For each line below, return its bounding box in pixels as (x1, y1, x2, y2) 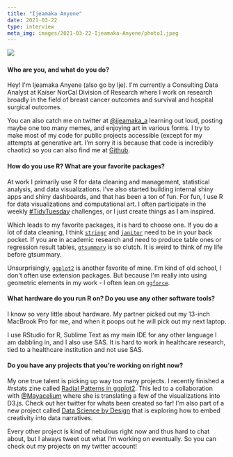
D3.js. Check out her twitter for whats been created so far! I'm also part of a (7, 399, 225, 408)
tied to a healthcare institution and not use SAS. (7, 345, 144, 353)
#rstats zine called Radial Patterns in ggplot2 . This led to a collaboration (7, 384, 214, 393)
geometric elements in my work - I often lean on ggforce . (7, 278, 170, 287)
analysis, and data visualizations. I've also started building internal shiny (7, 185, 214, 193)
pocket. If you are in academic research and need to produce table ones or (7, 235, 222, 243)
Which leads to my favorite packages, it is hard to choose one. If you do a (7, 221, 218, 229)
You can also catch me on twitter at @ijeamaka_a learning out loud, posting (7, 116, 223, 125)
